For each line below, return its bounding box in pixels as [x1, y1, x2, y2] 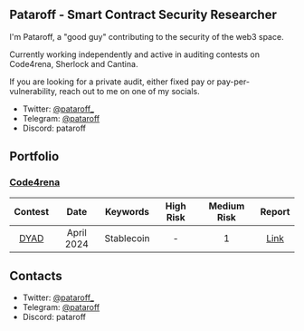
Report [260, 205, 290, 218]
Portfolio [9, 149, 60, 164]
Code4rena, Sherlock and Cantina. [9, 58, 138, 69]
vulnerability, [9, 85, 57, 96]
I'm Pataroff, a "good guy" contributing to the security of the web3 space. [9, 31, 284, 42]
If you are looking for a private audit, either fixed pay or [9, 76, 215, 87]
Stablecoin [104, 231, 150, 244]
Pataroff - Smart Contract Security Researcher [9, 7, 278, 23]
